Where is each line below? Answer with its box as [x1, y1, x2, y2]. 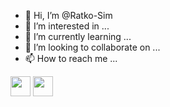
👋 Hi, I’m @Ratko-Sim [24, 10, 113, 21]
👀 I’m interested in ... [24, 20, 110, 32]
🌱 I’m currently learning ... [24, 31, 132, 42]
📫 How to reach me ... [24, 53, 118, 64]
